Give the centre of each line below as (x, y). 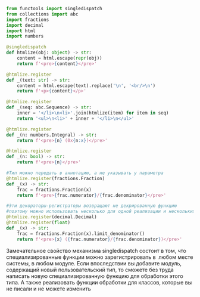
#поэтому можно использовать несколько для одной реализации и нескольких (101, 212)
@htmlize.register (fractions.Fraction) (56, 178)
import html (21, 31)
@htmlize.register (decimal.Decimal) (51, 217)
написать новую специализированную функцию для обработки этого (95, 276)
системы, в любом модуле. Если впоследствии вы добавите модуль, (94, 263)
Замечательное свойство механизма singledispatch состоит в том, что (96, 250)
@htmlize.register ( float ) (38, 222)
